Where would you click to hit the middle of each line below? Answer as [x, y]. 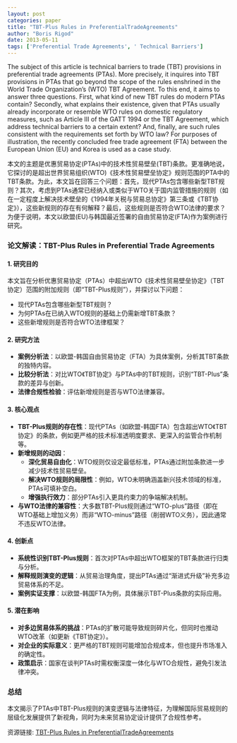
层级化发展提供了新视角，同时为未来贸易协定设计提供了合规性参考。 [106, 718]
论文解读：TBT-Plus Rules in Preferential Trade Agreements [111, 246]
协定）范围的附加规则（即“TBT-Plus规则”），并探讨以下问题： [96, 289]
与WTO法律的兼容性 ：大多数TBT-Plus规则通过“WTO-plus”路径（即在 [118, 506]
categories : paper [34, 20]
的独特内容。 [36, 366]
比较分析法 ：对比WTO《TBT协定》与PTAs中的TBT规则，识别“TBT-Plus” [120, 374]
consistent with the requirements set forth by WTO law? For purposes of [112, 134]
